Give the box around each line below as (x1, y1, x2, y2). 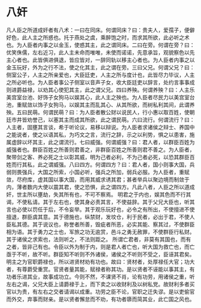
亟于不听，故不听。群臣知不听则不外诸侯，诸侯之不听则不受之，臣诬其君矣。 (6, 251, 195, 258)
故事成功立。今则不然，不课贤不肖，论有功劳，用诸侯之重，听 (42, 273, 195, 280)
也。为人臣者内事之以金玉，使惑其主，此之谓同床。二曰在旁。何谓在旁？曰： (6, 41, 195, 48)
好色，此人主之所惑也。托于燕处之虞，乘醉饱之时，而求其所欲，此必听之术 (6, 33, 190, 41)
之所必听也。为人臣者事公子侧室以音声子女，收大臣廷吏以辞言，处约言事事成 (6, 78, 195, 86)
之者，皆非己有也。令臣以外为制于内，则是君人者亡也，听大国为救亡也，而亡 (6, 243, 195, 250)
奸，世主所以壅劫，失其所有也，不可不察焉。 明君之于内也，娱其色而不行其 (6, 191, 191, 198)
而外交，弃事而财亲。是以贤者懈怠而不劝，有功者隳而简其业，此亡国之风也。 (6, 295, 195, 303)
